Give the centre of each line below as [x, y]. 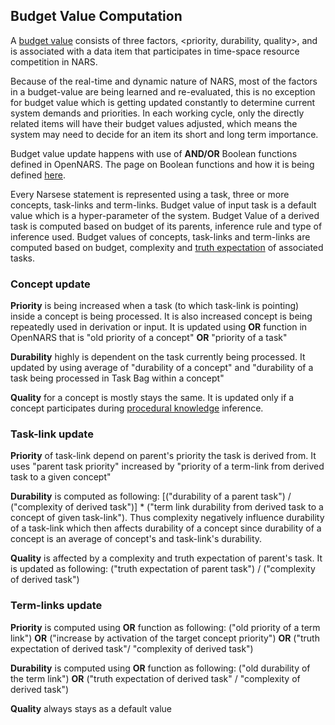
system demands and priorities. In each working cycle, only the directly [157, 113]
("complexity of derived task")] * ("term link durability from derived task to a [167, 507]
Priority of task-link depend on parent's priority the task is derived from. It [163, 456]
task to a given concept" [61, 477]
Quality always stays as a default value [91, 708]
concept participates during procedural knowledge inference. [137, 408]
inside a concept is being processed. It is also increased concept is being [161, 316]
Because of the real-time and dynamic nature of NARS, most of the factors [164, 81]
